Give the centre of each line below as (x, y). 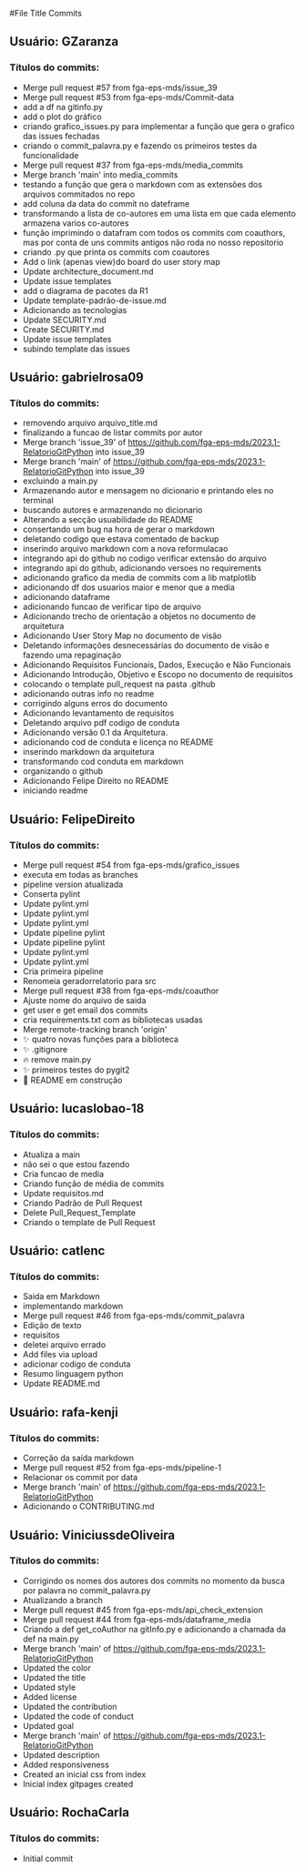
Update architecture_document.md (88, 271)
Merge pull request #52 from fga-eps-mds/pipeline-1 (122, 1468)
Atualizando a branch (62, 1600)
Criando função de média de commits (93, 1184)
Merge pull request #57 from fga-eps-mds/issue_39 (120, 87)
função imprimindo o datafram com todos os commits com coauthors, (154, 232)
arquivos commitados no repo (79, 194)
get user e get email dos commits (85, 1011)
